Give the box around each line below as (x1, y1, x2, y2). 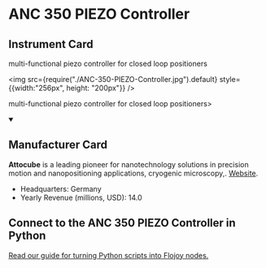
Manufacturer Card (8, 138, 108, 152)
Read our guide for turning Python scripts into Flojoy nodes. (8, 250, 209, 260)
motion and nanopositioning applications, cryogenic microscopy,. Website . (8, 168, 259, 178)
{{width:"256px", (8, 83, 65, 93)
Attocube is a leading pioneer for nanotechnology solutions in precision (8, 159, 250, 169)
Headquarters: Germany (20, 184, 102, 193)
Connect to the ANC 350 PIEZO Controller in (8, 216, 236, 230)
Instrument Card (8, 37, 94, 51)
